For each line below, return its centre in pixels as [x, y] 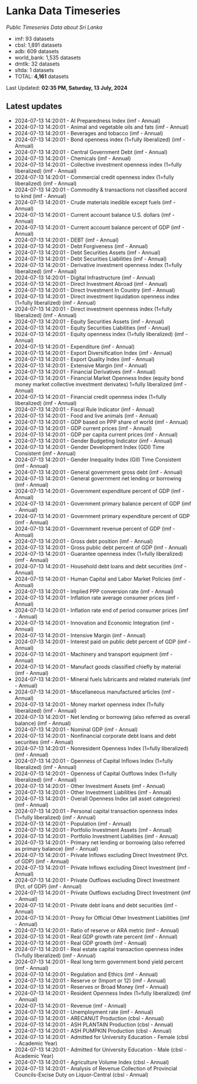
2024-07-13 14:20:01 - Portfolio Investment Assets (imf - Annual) [93, 830]
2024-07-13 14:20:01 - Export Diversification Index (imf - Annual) [93, 353]
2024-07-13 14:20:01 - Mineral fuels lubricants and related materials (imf [103, 679]
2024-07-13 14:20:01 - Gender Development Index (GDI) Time [89, 447]
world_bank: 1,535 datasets [48, 57]
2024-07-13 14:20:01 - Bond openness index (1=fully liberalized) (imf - [100, 139]
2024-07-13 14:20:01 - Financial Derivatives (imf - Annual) [85, 372]
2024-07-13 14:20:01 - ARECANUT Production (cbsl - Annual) [89, 1018]
